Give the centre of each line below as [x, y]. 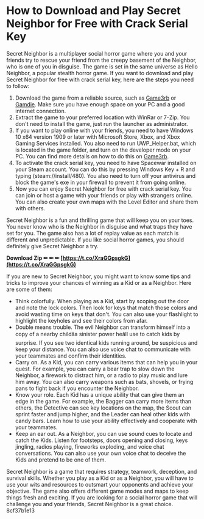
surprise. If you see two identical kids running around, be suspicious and [106, 342]
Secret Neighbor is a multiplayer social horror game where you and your [97, 53]
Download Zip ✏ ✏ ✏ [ [34, 258]
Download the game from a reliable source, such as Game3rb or [96, 98]
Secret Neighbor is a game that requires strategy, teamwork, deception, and [102, 471]
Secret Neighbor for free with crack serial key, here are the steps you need [100, 79]
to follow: [18, 86]
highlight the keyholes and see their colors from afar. [81, 320]
